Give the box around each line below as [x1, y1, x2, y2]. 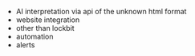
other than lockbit [15, 24, 75, 32]
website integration [15, 15, 80, 24]
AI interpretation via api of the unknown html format [15, 7, 187, 16]
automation [15, 32, 54, 41]
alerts [15, 40, 35, 50]
